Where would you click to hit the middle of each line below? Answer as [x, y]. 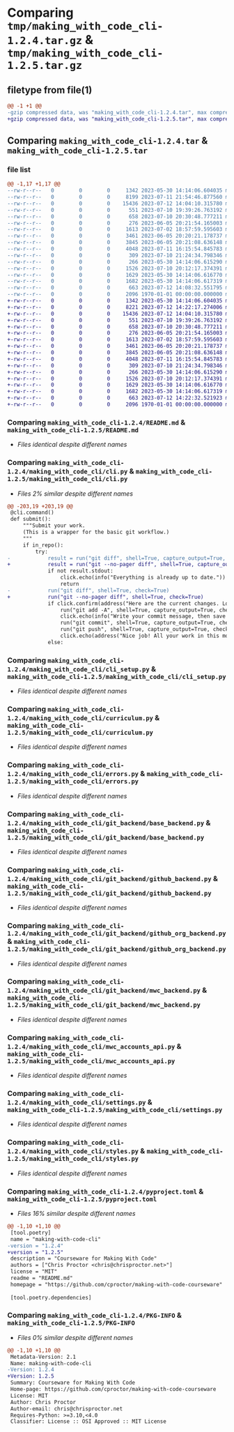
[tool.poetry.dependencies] [51, 1297]
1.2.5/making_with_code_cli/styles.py [73, 1159]
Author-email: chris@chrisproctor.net [67, 1409]
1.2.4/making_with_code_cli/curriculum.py [80, 718]
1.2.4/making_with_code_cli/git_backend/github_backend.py [109, 879]
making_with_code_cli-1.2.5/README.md [73, 430]
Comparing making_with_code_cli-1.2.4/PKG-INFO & [95, 1316]
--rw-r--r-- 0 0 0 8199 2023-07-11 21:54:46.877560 [115, 197]
